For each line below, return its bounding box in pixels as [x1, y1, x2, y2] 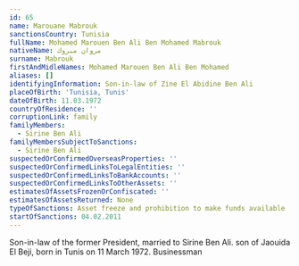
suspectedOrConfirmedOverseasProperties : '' [9, 154, 178, 163]
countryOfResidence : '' [9, 104, 98, 113]
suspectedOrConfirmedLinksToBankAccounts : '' [9, 170, 181, 179]
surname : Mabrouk [9, 54, 74, 63]
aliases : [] [9, 71, 54, 80]
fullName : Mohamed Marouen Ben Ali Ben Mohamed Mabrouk [9, 37, 221, 47]
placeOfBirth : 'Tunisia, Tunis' [9, 87, 129, 96]
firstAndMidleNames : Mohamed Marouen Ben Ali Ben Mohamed [9, 63, 229, 72]
